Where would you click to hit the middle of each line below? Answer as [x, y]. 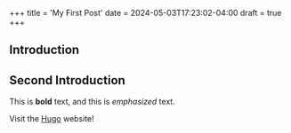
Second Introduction [68, 80]
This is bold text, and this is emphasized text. [92, 102]
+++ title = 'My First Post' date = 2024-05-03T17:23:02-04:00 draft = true [145, 13]
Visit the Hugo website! [52, 119]
